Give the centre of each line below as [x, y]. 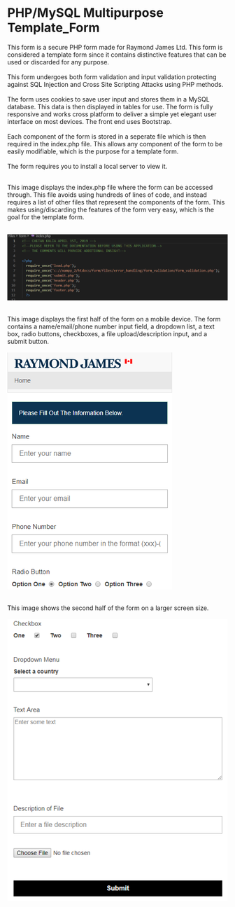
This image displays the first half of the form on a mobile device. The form [114, 319]
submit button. [28, 342]
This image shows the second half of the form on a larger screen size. [108, 608]
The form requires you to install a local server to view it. [87, 166]
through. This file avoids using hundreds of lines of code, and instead [107, 195]
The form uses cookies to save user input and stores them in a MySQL [108, 99]
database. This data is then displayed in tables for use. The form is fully [110, 106]
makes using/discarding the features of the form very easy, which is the [111, 209]
